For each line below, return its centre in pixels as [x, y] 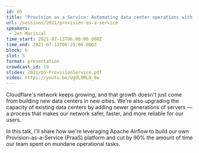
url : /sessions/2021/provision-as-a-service [62, 23]
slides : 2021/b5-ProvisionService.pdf [54, 72]
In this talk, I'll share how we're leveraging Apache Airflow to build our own [97, 132]
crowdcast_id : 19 [28, 67]
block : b [17, 50]
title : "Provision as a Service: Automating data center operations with [99, 17]
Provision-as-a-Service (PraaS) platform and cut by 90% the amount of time [99, 138]
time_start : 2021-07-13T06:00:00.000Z [54, 39]
